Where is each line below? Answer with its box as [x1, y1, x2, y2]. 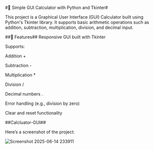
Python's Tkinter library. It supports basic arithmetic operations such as [5, 20, 149, 25]
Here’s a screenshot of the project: [5, 129, 75, 135]
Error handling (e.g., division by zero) [5, 100, 80, 106]
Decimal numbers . [5, 91, 43, 97]
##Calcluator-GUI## [5, 120, 46, 125]
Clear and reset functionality [5, 110, 63, 116]
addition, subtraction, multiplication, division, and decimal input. [5, 25, 133, 30]
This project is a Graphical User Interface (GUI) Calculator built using [5, 14, 144, 20]
